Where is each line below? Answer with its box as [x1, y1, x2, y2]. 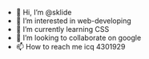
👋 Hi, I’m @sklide [15, 8, 72, 17]
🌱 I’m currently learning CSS [15, 25, 110, 33]
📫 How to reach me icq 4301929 [15, 42, 126, 51]
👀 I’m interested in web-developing [15, 16, 132, 26]
